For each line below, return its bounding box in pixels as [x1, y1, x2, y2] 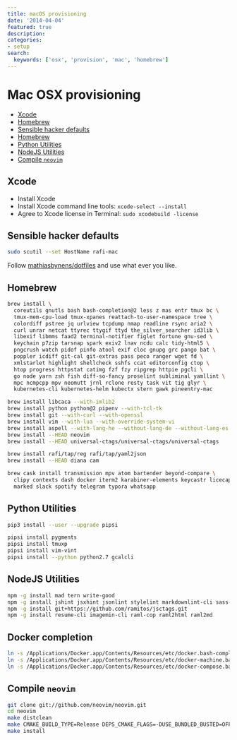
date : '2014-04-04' [7, 17, 65, 24]
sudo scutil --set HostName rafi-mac [7, 249, 119, 256]
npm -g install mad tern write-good [7, 592, 115, 599]
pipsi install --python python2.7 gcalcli [7, 554, 134, 561]
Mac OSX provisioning [7, 86, 141, 102]
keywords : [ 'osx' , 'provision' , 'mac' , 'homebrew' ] [13, 56, 169, 64]
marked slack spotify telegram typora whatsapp [13, 483, 157, 490]
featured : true [7, 23, 52, 30]
